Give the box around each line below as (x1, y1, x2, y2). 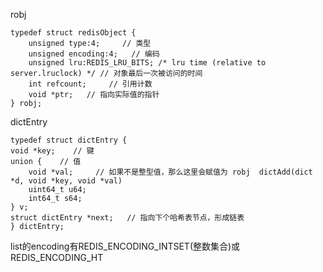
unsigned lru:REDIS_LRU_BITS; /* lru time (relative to (28, 58, 267, 68)
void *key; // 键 (10, 146, 95, 156)
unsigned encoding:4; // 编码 (28, 49, 160, 59)
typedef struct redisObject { (10, 28, 137, 38)
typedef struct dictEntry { (10, 135, 128, 145)
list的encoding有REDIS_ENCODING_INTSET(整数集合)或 (10, 240, 241, 252)
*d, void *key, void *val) (10, 176, 123, 186)
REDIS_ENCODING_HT (10, 252, 104, 263)
